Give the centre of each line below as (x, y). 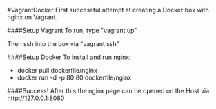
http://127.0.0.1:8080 (36, 98)
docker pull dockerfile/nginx (57, 70)
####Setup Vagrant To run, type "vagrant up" (72, 31)
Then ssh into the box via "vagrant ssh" (63, 44)
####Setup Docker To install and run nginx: (69, 57)
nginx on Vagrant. (32, 17)
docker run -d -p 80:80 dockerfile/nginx (74, 77)
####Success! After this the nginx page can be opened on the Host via (108, 91)
